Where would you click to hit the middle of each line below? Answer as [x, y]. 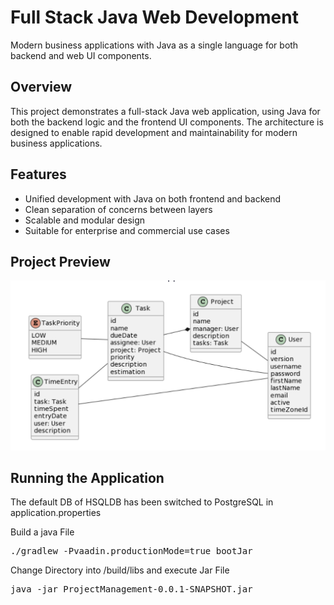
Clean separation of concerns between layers [118, 209]
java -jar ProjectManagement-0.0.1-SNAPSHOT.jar [131, 589]
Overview [41, 87]
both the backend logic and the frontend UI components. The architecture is [167, 122]
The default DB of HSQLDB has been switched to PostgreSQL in [142, 502]
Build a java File [42, 532]
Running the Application [87, 477]
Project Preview [60, 261]
